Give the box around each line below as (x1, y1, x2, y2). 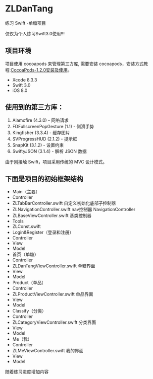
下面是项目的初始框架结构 (5, 174, 83, 183)
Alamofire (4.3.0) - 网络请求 (12, 117, 69, 123)
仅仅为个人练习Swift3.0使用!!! (5, 30, 65, 36)
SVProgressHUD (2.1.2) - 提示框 (12, 136, 78, 142)
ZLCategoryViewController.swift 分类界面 (12, 319, 97, 325)
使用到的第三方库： (5, 103, 64, 112)
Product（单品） (12, 280, 46, 286)
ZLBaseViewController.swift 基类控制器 (12, 213, 92, 219)
